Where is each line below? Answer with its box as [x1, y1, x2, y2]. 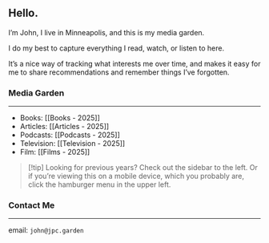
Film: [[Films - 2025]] [19, 148, 90, 157]
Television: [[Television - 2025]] [19, 139, 126, 148]
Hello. [8, 6, 38, 20]
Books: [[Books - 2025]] [19, 113, 100, 123]
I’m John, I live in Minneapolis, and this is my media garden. [8, 27, 205, 37]
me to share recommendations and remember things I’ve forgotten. [8, 67, 230, 77]
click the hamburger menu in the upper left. [27, 180, 171, 189]
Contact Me [8, 200, 55, 211]
